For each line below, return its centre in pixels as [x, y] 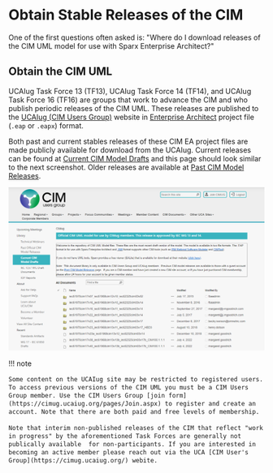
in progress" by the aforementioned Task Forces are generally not [125, 436]
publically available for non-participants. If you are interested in [132, 445]
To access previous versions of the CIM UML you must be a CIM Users [129, 388]
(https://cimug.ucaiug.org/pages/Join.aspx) [85, 404]
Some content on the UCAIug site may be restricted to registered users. [136, 380]
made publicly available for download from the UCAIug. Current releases [130, 150]
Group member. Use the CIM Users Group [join [87, 396]
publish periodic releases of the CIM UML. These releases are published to [134, 108]
